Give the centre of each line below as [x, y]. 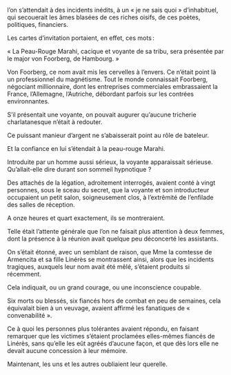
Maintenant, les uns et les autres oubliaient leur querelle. [87, 364]
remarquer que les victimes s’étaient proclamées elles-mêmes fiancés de [111, 336]
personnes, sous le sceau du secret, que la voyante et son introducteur [108, 190]
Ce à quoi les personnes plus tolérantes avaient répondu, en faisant [103, 329]
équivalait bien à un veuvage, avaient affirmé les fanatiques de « [99, 308]
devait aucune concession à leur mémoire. [67, 351]
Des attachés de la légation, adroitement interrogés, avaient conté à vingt [111, 183]
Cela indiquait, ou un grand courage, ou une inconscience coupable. [104, 287]
